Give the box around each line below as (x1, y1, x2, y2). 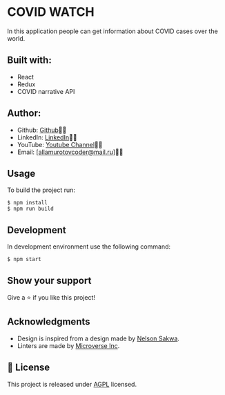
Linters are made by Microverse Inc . (17, 341, 120, 349)
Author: (7, 108, 41, 119)
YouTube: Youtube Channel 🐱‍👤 (17, 140, 103, 148)
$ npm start (7, 256, 41, 263)
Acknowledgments (7, 316, 91, 328)
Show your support (7, 274, 92, 287)
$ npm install (7, 200, 48, 206)
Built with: (7, 55, 52, 66)
